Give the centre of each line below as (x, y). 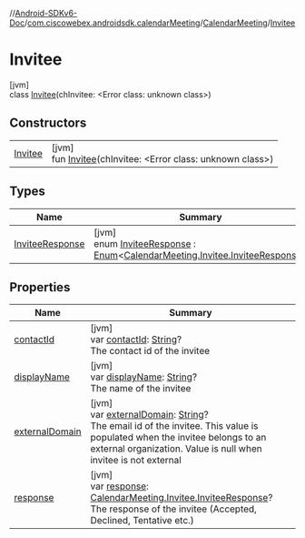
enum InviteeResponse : (145, 243)
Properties (40, 287)
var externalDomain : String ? (149, 415)
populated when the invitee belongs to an (178, 438)
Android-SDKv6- (46, 13)
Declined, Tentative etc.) (143, 521)
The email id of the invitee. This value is (174, 426)
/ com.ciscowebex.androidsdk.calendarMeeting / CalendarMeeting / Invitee (160, 23)
